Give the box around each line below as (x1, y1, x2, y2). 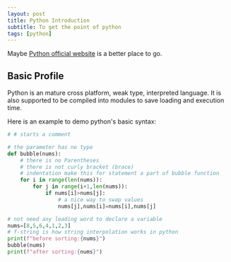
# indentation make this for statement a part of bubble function (20, 170, 220, 177)
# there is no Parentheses (20, 157, 100, 164)
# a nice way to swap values (57, 196, 143, 203)
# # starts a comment (7, 131, 71, 138)
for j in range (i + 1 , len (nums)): (32, 183, 129, 191)
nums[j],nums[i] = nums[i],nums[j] (57, 203, 157, 210)
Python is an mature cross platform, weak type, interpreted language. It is (7, 89, 221, 97)
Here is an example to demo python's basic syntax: (7, 117, 157, 126)
